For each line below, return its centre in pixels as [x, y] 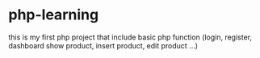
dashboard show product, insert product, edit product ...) [103, 45]
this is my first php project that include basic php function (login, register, [130, 37]
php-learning [54, 15]
